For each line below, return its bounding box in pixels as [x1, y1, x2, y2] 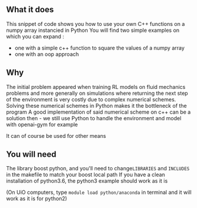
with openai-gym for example [6, 121, 78, 128]
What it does [6, 5, 54, 15]
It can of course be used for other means [6, 132, 106, 139]
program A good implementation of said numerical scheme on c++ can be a [6, 108, 191, 115]
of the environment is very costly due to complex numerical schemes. [6, 95, 176, 103]
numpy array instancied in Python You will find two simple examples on [6, 27, 180, 34]
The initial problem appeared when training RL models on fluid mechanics [6, 83, 186, 90]
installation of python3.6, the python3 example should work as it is [6, 177, 168, 184]
